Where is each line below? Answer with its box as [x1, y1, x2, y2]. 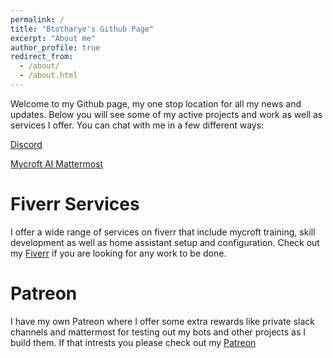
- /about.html [19, 71, 78, 81]
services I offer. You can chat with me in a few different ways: [10, 119, 265, 131]
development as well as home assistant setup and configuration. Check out [10, 236, 320, 248]
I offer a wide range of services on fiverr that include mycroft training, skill [10, 226, 316, 238]
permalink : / [10, 14, 65, 25]
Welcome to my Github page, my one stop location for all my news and [10, 97, 302, 110]
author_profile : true [10, 42, 101, 53]
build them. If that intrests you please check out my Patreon [10, 336, 257, 348]
